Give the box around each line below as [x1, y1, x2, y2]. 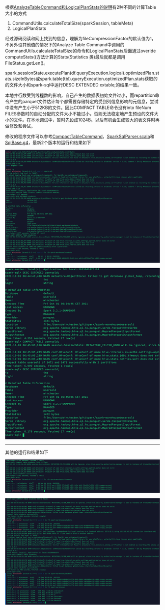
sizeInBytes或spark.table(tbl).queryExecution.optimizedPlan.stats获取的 [12, 76, 158, 82]
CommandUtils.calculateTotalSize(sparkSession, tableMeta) [12, 20, 134, 26]
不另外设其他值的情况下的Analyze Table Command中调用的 [5, 42, 125, 48]
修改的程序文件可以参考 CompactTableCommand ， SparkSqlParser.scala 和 [5, 134, 155, 139]
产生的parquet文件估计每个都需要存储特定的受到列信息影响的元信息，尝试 [9, 99, 159, 104]
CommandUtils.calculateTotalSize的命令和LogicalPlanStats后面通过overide [5, 48, 156, 54]
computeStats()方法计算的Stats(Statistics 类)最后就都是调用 [5, 54, 126, 60]
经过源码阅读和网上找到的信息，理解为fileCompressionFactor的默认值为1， [5, 36, 156, 41]
